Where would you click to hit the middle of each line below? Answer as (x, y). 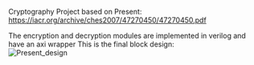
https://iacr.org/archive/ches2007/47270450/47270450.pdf (107, 20)
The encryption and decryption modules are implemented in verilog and (127, 36)
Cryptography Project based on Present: (75, 12)
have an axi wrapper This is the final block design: (91, 44)
